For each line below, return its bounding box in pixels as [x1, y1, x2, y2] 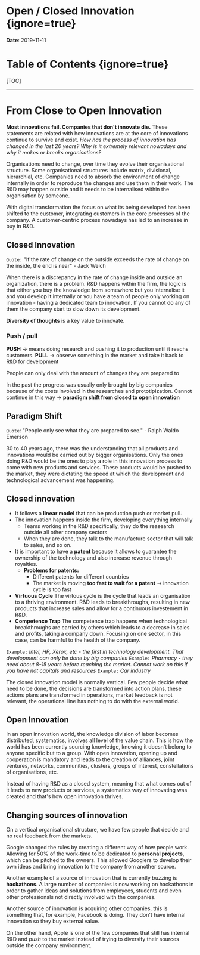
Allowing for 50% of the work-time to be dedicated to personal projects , [6, 850, 185, 857]
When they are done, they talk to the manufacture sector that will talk [23, 535, 193, 542]
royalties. [14, 560, 37, 567]
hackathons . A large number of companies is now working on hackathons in [6, 881, 194, 888]
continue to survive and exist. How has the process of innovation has [6, 136, 177, 143]
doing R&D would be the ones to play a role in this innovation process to [6, 458, 183, 465]
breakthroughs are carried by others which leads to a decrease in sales [14, 623, 190, 631]
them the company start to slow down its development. [6, 305, 141, 313]
